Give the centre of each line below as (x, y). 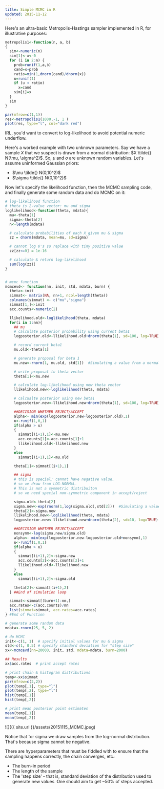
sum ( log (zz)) (23, 264)
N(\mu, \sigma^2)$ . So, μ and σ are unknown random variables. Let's (74, 158)
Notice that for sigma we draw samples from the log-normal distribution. (78, 736)
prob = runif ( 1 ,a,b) (32, 65)
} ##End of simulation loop (38, 592)
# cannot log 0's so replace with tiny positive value (66, 246)
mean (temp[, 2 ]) (20, 718)
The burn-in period (31, 766)
